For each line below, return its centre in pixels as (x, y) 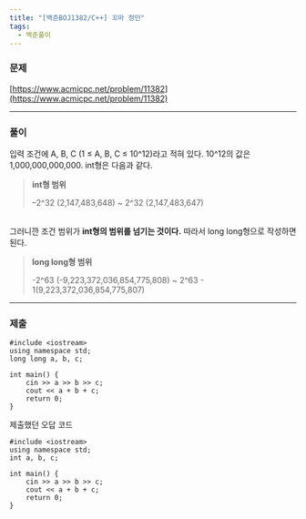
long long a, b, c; (46, 359)
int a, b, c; (34, 458)
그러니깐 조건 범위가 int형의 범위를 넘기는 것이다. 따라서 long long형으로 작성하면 (153, 231)
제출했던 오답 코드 (41, 425)
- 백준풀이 (35, 35)
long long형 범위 (62, 261)
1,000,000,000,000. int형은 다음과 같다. (81, 165)
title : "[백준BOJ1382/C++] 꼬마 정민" (77, 18)
